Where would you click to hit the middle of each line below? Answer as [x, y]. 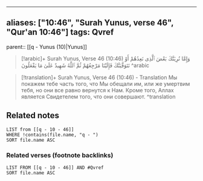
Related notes [33, 116]
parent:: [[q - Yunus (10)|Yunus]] [47, 46]
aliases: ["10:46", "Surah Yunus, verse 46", [90, 23]
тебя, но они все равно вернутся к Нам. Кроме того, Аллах [97, 90]
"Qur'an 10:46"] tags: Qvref [60, 32]
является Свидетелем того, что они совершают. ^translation [98, 97]
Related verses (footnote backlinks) [60, 155]
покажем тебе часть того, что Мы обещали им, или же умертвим [105, 84]
